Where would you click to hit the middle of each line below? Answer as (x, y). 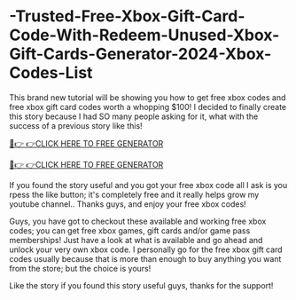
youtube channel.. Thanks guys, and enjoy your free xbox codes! (128, 204)
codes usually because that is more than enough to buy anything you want (145, 258)
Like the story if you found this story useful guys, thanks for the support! (141, 285)
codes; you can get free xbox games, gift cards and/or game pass (130, 230)
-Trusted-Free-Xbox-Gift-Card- (127, 16)
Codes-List (51, 73)
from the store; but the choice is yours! (80, 268)
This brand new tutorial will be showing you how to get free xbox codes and (148, 97)
